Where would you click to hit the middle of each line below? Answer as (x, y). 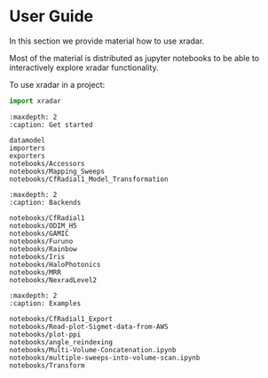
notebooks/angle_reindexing (61, 342)
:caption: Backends (45, 202)
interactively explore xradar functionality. (84, 67)
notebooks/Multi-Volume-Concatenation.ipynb (93, 350)
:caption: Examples (45, 303)
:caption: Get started (51, 125)
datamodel (28, 140)
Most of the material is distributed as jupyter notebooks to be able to (134, 58)
